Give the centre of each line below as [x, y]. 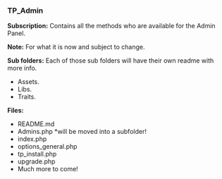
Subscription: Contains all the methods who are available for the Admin [112, 26]
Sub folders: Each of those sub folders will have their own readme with [111, 61]
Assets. [29, 82]
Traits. [27, 97]
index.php [32, 139]
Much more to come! [48, 169]
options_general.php [47, 147]
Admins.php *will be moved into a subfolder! [82, 132]
